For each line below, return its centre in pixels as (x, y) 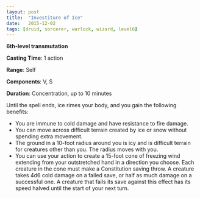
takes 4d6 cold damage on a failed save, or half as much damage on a (103, 175)
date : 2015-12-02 (31, 23)
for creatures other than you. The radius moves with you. (87, 149)
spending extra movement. (49, 136)
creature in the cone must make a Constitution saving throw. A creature (105, 169)
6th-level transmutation (37, 46)
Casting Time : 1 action (35, 58)
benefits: (17, 112)
